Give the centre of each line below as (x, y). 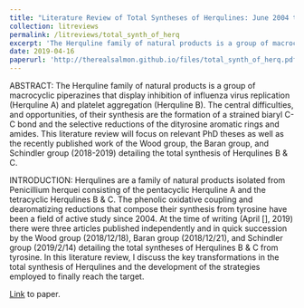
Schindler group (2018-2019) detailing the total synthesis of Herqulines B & (148, 153)
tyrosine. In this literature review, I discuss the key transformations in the (144, 257)
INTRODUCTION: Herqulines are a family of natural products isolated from (147, 180)
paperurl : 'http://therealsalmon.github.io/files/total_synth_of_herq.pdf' (155, 60)
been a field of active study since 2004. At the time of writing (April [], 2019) (152, 219)
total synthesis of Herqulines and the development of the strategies (135, 267)
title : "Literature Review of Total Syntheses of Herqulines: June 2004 (149, 18)
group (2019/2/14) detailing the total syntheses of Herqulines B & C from (144, 247)
